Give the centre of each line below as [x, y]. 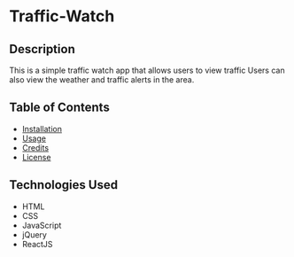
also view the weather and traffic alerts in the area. [102, 80]
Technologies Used [63, 185]
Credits [35, 147]
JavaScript [42, 225]
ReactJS [37, 244]
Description [42, 49]
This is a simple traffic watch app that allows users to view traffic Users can [147, 70]
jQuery [34, 234]
